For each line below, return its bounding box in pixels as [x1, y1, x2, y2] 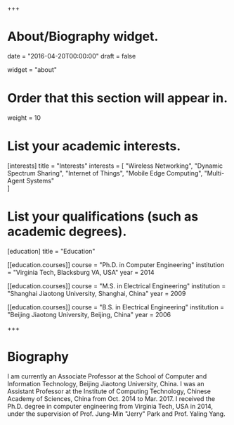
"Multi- [204, 168, 225, 177]
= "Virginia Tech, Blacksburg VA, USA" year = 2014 [7, 268, 155, 276]
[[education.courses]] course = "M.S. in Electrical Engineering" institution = [7, 281, 226, 290]
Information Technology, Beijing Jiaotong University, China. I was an [7, 379, 205, 388]
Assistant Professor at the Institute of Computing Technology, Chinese [7, 387, 211, 395]
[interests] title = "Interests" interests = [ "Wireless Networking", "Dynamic [7, 161, 223, 170]
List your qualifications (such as [7, 209, 199, 224]
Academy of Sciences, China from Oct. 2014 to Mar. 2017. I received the [7, 394, 216, 402]
